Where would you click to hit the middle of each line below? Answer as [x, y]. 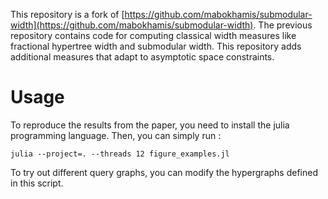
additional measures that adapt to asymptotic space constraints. [142, 57]
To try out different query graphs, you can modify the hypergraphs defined [164, 172]
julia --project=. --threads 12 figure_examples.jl [120, 154]
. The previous [283, 25]
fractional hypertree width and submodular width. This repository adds [156, 46]
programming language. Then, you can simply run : [116, 135]
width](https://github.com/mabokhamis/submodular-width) [132, 25]
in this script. [37, 183]
